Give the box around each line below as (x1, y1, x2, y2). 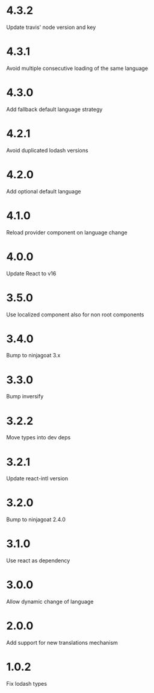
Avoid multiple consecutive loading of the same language (6, 64, 149, 72)
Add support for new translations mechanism (6, 639, 119, 646)
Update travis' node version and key (6, 24, 96, 31)
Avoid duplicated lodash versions (6, 146, 88, 154)
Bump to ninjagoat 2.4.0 (6, 516, 66, 523)
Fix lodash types (6, 680, 47, 687)
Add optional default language (6, 187, 81, 195)
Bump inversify (6, 393, 44, 400)
